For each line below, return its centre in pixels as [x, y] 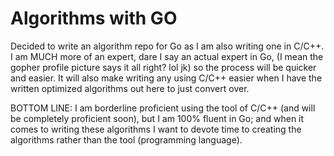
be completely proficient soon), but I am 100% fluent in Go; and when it [157, 118]
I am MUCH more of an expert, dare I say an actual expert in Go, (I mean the [167, 56]
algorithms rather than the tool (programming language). [126, 139]
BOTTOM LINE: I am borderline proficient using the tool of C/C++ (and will [163, 108]
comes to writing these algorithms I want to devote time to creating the [156, 129]
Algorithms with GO [94, 18]
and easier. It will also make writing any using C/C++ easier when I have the [166, 78]
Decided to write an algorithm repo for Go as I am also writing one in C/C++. [167, 46]
